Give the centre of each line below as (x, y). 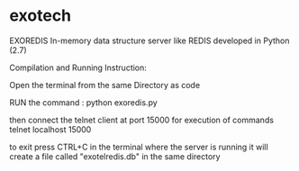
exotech (41, 16)
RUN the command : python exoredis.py (83, 102)
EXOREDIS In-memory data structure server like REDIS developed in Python (149, 40)
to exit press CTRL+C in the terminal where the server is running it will (139, 147)
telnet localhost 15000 (50, 129)
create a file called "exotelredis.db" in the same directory (115, 156)
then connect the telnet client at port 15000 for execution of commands (142, 120)
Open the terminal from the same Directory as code (105, 85)
